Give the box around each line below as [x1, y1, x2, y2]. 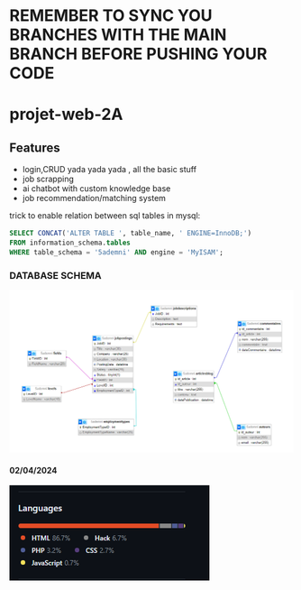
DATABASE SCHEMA [9, 269, 102, 281]
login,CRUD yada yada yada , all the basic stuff [22, 164, 196, 175]
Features [9, 140, 60, 155]
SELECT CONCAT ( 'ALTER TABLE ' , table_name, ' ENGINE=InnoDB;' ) [9, 229, 252, 238]
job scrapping [22, 173, 75, 185]
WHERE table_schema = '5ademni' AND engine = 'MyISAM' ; [9, 247, 223, 257]
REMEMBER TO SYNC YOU [9, 5, 213, 26]
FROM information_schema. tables [9, 238, 131, 248]
